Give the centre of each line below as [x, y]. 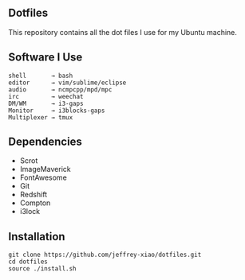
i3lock [30, 212]
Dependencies [45, 142]
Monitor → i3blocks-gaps [57, 111]
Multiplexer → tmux [41, 117]
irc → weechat [46, 96]
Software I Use [45, 58]
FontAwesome [43, 177]
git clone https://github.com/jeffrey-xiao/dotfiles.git [105, 255]
